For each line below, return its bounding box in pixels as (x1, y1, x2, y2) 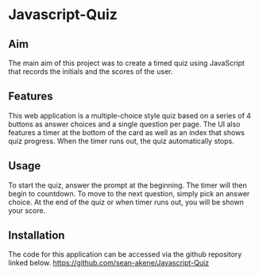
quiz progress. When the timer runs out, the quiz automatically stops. (8, 136, 234, 145)
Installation (8, 229, 65, 242)
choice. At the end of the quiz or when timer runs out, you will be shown (8, 197, 245, 207)
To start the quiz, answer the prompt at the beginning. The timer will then (8, 180, 248, 190)
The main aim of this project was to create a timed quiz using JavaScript (8, 58, 245, 68)
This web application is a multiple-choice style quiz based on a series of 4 (8, 110, 252, 120)
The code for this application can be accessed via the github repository (8, 250, 242, 259)
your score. (8, 205, 46, 215)
